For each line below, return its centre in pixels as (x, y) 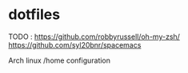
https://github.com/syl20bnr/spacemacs (75, 44)
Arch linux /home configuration (59, 60)
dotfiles (34, 15)
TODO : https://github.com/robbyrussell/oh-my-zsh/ (94, 36)
